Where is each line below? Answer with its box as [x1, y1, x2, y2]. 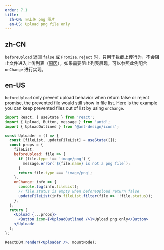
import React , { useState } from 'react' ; [5, 115, 95, 120]
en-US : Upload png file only [9, 21, 70, 27]
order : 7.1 [5, 7, 28, 13]
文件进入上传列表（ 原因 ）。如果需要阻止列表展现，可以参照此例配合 [9, 60, 147, 66]
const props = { [9, 142, 43, 148]
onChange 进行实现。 [5, 66, 46, 73]
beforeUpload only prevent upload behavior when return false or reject [5, 94, 149, 100]
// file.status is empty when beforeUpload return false [18, 189, 140, 194]
